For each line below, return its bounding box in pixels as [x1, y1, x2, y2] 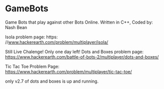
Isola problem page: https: [5, 34, 58, 40]
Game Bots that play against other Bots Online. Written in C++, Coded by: [5, 19, 153, 25]
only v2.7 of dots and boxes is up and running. [5, 78, 99, 84]
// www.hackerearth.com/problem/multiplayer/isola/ [5, 39, 109, 45]
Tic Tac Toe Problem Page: [5, 63, 60, 69]
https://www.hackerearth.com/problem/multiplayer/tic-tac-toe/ [5, 68, 132, 74]
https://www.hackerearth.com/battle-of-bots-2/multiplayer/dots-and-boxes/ [5, 54, 159, 59]
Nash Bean [5, 24, 27, 30]
